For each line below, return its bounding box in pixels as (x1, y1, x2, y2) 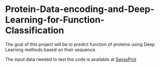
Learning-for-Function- (5, 14, 105, 25)
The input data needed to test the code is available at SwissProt (5, 56, 136, 62)
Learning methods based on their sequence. (5, 46, 96, 52)
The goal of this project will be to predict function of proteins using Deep (5, 41, 155, 47)
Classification (5, 25, 64, 36)
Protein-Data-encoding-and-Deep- (5, 3, 155, 15)
